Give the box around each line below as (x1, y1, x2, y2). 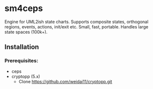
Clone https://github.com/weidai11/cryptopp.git (18, 78, 112, 84)
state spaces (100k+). (4, 29, 48, 35)
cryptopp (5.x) (11, 73, 41, 79)
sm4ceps (4, 3, 43, 14)
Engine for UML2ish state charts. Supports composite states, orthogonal (4, 19, 149, 25)
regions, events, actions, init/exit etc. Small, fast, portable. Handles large (4, 24, 149, 29)
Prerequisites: (4, 57, 39, 64)
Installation (4, 43, 39, 51)
